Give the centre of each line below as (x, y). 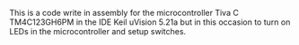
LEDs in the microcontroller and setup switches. (98, 31)
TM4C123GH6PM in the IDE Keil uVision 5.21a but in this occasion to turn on (150, 22)
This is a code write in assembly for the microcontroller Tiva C (124, 13)
